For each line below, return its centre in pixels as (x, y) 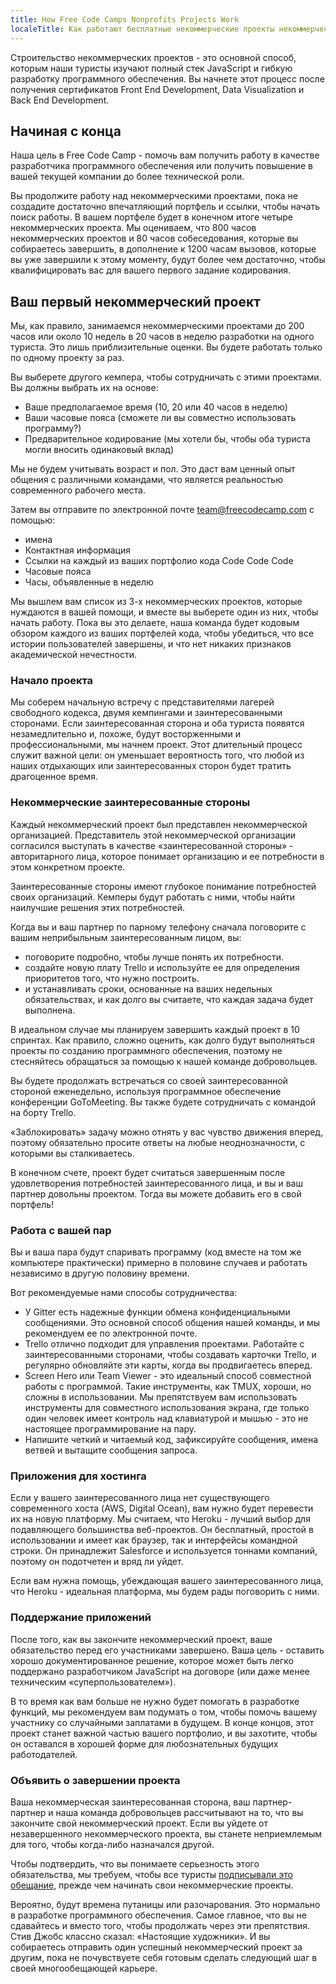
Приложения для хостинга (78, 1476)
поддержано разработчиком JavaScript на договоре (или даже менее (160, 1671)
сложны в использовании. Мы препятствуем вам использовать (161, 1397)
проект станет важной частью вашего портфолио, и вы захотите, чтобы (164, 1733)
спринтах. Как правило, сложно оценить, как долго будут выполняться (162, 1040)
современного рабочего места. (78, 490)
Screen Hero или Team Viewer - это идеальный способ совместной (168, 1376)
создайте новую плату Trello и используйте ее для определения (162, 967)
